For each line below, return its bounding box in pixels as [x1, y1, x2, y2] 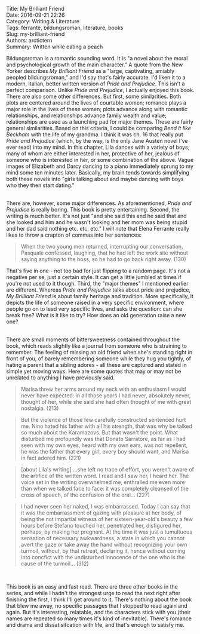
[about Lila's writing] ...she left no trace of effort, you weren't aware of [20, 466, 194, 473]
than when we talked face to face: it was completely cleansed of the [20, 485, 189, 492]
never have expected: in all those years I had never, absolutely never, [20, 392, 191, 399]
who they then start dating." [6, 182, 75, 189]
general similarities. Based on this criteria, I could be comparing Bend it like [6, 125, 191, 131]
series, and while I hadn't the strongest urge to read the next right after [6, 590, 181, 596]
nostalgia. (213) [20, 405, 59, 412]
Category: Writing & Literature [6, 18, 79, 24]
